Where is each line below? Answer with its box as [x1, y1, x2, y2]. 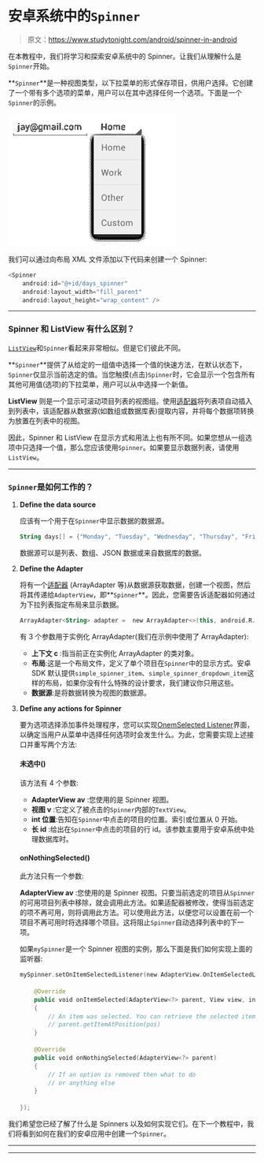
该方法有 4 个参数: [19, 778, 79, 787]
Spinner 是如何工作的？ [8, 482, 94, 493]
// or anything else [48, 1079, 115, 1087]
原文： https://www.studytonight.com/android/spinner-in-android [27, 35, 237, 44]
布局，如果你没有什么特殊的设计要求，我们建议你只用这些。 [45, 678, 238, 687]
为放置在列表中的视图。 [8, 415, 84, 426]
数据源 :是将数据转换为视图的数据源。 [31, 687, 151, 698]
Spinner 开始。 [8, 61, 54, 71]
